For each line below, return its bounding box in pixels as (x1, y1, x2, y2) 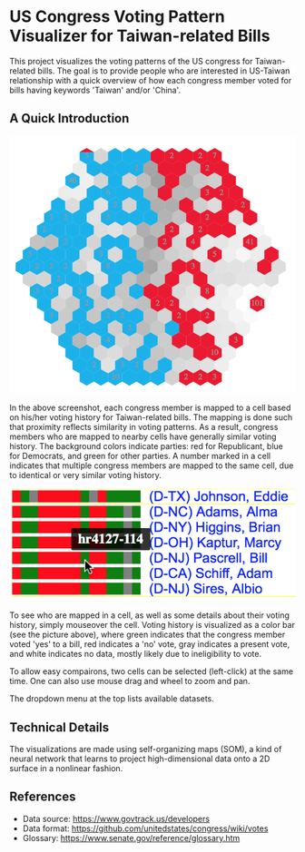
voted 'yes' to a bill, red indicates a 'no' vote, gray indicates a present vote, (9, 639, 290, 650)
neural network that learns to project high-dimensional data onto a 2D (9, 753, 271, 764)
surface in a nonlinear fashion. (9, 763, 123, 774)
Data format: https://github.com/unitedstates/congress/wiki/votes (22, 823, 269, 834)
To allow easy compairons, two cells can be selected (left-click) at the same (9, 666, 293, 677)
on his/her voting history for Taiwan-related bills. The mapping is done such (9, 412, 293, 423)
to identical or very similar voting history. (9, 470, 162, 481)
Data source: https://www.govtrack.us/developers (22, 813, 211, 824)
